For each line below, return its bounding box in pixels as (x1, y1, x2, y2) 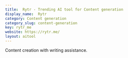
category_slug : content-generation (5, 20, 78, 26)
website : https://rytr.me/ (5, 29, 60, 34)
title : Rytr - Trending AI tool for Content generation (5, 7, 124, 12)
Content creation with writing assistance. (5, 47, 88, 53)
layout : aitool (5, 34, 36, 39)
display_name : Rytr (5, 12, 47, 16)
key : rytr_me (5, 25, 32, 30)
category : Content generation (5, 16, 67, 21)
